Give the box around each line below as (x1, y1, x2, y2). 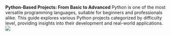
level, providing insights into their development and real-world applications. (5, 20, 163, 26)
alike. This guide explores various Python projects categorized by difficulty (5, 15, 162, 20)
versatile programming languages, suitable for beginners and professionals (5, 9, 163, 15)
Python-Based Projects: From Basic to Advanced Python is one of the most (5, 4, 166, 10)
